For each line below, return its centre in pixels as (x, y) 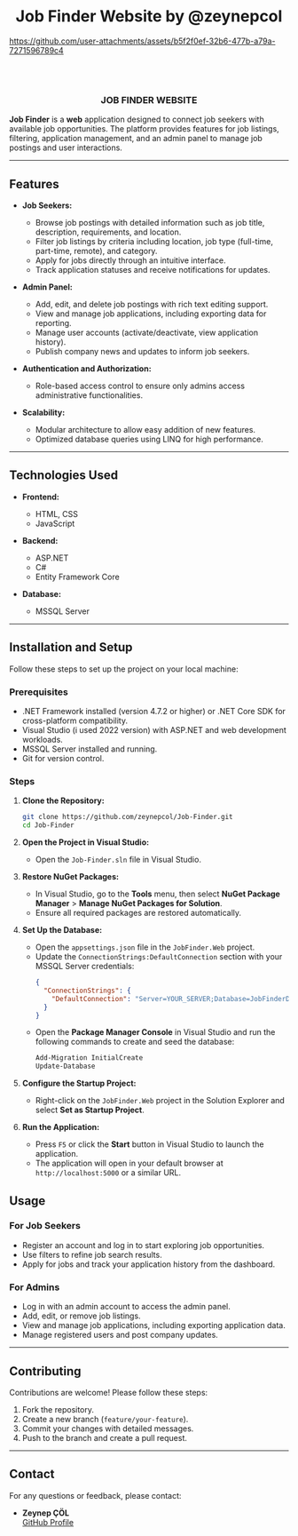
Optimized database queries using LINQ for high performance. (149, 439)
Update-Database (65, 1066)
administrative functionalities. (89, 395)
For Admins (35, 1287)
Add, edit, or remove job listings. (81, 1316)
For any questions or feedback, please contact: (95, 1495)
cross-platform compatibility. (75, 720)
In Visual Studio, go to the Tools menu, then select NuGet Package (158, 894)
